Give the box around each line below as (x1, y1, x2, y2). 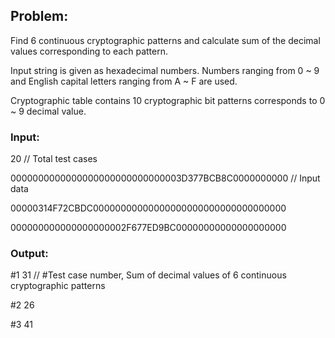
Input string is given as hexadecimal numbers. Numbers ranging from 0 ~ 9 (10, 64, 320, 76)
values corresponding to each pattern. (10, 45, 168, 57)
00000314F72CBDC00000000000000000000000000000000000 (10, 202, 287, 214)
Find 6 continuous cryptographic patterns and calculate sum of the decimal (10, 34, 321, 46)
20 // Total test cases (10, 153, 98, 165)
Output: (10, 247, 49, 261)
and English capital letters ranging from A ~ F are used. (10, 75, 238, 87)
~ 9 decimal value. (10, 105, 87, 117)
